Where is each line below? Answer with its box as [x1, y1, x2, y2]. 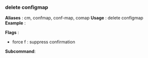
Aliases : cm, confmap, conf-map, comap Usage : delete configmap [5, 15, 144, 21]
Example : [5, 20, 26, 26]
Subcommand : [5, 48, 36, 55]
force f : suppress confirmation [12, 39, 75, 45]
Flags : [5, 30, 19, 36]
